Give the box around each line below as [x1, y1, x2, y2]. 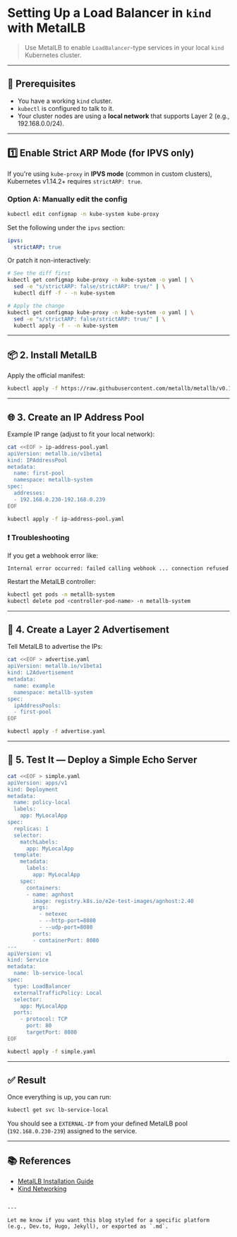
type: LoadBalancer [13, 983, 71, 990]
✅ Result [7, 1075, 47, 1087]
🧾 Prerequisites [7, 78, 76, 90]
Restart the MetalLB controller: [7, 577, 97, 585]
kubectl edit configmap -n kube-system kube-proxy [7, 210, 159, 217]
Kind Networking [17, 1185, 67, 1193]
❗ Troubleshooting [7, 532, 70, 542]
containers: [25, 884, 61, 891]
